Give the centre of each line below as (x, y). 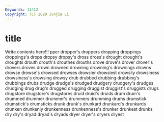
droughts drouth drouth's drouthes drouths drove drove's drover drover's (79, 62)
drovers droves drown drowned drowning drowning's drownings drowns (78, 68)
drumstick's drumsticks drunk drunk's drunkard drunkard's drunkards (76, 104)
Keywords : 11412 (22, 10)
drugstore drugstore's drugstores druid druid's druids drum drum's (73, 94)
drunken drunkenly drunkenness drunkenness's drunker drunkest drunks (79, 109)
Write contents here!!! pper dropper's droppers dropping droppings (73, 52)
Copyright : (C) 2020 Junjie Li (37, 14)
